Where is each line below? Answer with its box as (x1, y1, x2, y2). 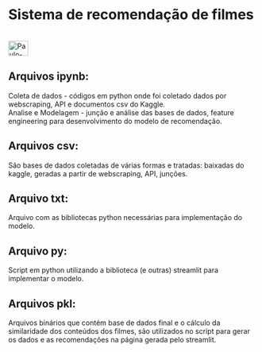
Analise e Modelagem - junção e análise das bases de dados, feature (8, 107, 234, 117)
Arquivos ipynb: (8, 70, 90, 83)
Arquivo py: (8, 244, 67, 257)
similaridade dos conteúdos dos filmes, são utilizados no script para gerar (8, 327, 250, 335)
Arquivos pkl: (8, 296, 76, 311)
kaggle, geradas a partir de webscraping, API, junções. (8, 168, 188, 178)
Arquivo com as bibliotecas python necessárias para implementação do (8, 213, 243, 222)
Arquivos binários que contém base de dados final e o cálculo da (8, 318, 221, 327)
